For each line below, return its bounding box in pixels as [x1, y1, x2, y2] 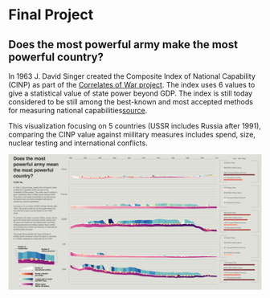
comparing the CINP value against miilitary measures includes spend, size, [8, 130, 256, 139]
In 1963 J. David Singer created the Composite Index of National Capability [8, 71, 256, 81]
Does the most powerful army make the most [8, 38, 239, 51]
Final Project [8, 6, 94, 24]
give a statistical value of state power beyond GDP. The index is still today [8, 88, 253, 98]
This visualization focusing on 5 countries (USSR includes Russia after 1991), [8, 121, 261, 130]
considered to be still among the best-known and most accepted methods [8, 97, 253, 106]
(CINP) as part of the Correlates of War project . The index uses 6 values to [8, 80, 256, 89]
